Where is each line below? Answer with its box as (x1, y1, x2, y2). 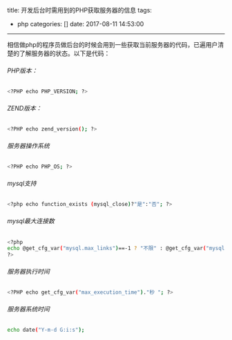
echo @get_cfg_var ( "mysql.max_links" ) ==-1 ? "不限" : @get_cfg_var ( (7, 245, 206, 252)
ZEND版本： (7, 104, 42, 112)
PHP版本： (7, 66, 38, 75)
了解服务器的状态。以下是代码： (19, 49, 110, 57)
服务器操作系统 (7, 141, 50, 150)
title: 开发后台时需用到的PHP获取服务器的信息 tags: (7, 6, 152, 14)
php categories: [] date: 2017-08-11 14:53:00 (17, 20, 144, 28)
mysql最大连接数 (7, 216, 55, 225)
